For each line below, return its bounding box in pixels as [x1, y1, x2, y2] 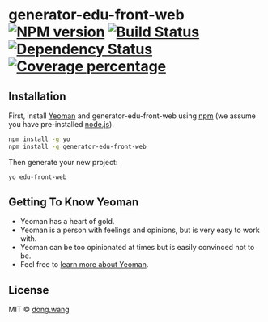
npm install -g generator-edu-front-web [8, 142, 147, 150]
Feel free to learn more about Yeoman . [19, 260, 149, 269]
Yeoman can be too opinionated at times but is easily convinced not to [19, 243, 255, 252]
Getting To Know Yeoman [8, 196, 139, 210]
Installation [8, 89, 66, 103]
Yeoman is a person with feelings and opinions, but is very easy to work [19, 225, 261, 235]
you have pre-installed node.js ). [8, 120, 115, 129]
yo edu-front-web [8, 172, 67, 181]
